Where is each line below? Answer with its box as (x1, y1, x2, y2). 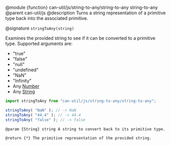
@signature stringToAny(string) (5, 25, 75, 31)
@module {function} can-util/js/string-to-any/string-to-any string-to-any (5, 5, 158, 10)
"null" (12, 61, 25, 67)
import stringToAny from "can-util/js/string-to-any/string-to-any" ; (5, 98, 157, 103)
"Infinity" (12, 78, 32, 84)
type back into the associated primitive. (5, 15, 88, 21)
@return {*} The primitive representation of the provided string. (5, 135, 152, 140)
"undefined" (12, 67, 39, 73)
